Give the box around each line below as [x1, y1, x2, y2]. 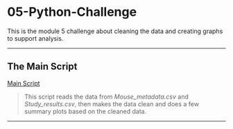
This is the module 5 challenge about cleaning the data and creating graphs [7, 27, 223, 35]
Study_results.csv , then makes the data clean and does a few [24, 99, 200, 108]
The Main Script [7, 61, 78, 72]
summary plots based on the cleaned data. [24, 107, 147, 115]
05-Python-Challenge [7, 4, 137, 20]
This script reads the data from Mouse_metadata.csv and [24, 92, 189, 101]
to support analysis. [7, 34, 64, 42]
